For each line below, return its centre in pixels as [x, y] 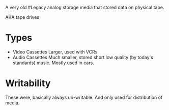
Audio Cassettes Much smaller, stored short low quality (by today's [83, 57]
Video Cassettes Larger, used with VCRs [55, 52]
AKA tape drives [22, 17]
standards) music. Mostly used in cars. [53, 63]
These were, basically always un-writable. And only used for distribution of [84, 97]
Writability [28, 83]
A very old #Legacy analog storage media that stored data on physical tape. [85, 7]
